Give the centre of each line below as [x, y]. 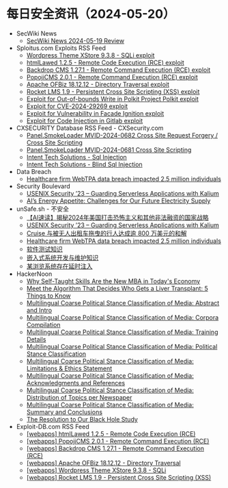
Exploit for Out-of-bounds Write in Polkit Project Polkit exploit [113, 99]
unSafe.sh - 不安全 [43, 209]
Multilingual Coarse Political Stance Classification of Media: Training [122, 332]
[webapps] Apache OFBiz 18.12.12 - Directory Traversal [104, 463]
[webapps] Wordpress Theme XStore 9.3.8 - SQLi [96, 470]
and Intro [39, 310]
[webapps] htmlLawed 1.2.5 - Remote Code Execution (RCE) [111, 434]
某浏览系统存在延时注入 [59, 266]
